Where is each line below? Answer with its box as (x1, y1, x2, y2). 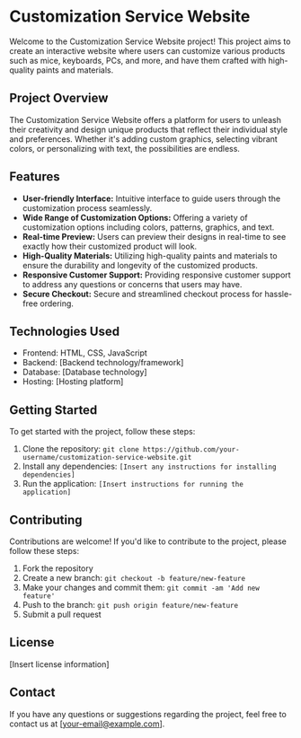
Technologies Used (9, 323, 120, 338)
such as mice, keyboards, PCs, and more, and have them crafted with (9, 55, 267, 66)
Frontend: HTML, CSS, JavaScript (22, 347, 148, 358)
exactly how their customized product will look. (22, 241, 198, 251)
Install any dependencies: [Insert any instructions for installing (22, 461, 277, 472)
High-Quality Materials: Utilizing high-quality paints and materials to (22, 250, 278, 261)
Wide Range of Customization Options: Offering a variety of (22, 212, 249, 223)
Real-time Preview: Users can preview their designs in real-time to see (22, 231, 287, 242)
